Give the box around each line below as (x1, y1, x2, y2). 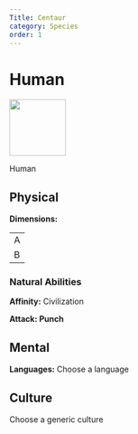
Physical (9, 189, 59, 204)
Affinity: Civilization (9, 296, 84, 307)
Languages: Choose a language (9, 363, 129, 375)
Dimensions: (9, 213, 59, 224)
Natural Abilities (9, 276, 82, 288)
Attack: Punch (9, 314, 65, 325)
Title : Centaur (9, 13, 67, 23)
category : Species (9, 22, 78, 31)
